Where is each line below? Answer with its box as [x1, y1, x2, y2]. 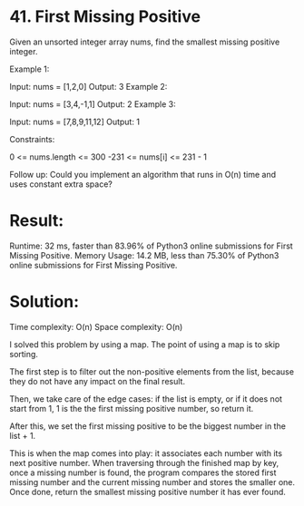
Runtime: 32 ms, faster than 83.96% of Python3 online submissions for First [9, 240, 293, 251]
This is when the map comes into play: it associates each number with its [9, 447, 283, 459]
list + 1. [9, 430, 36, 441]
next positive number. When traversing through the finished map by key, [9, 457, 279, 468]
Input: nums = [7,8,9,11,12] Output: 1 [9, 116, 141, 127]
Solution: [9, 292, 80, 312]
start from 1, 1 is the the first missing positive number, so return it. [9, 403, 254, 414]
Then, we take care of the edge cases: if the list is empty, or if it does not [9, 393, 283, 404]
